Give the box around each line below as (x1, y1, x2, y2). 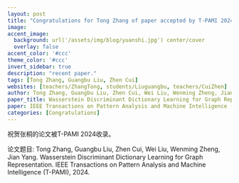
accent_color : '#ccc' (7, 50, 72, 57)
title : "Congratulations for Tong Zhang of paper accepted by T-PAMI (7, 17, 218, 24)
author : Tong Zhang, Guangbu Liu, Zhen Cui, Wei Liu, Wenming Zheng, (7, 89, 218, 96)
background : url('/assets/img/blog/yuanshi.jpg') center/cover (14, 37, 205, 44)
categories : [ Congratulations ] (7, 109, 100, 116)
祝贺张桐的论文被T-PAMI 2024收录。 (7, 129, 115, 138)
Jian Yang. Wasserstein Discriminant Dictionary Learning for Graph (7, 152, 203, 161)
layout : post (7, 10, 46, 18)
